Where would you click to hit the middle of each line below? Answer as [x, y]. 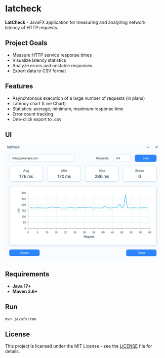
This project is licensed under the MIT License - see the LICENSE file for [79, 346]
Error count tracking [33, 114]
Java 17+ [21, 286]
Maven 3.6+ [25, 291]
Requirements [27, 274]
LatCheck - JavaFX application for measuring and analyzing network [75, 22]
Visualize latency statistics [39, 60]
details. [13, 352]
